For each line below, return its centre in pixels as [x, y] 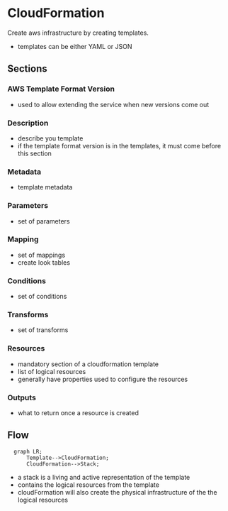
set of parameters [44, 221]
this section [34, 153]
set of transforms [43, 330]
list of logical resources [52, 371]
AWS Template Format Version [61, 89]
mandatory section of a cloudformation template [88, 364]
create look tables [44, 262]
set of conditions [42, 297]
